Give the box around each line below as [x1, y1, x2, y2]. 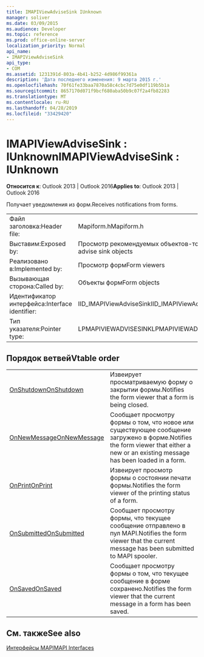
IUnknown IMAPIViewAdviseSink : [6, 150, 180, 163]
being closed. [110, 401, 149, 409]
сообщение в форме [110, 577, 171, 585]
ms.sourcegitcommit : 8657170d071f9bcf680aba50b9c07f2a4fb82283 [6, 88, 170, 94]
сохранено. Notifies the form [110, 585, 192, 593]
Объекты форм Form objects [78, 278, 160, 287]
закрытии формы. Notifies [110, 385, 185, 394]
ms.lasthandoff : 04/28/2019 [6, 105, 78, 111]
